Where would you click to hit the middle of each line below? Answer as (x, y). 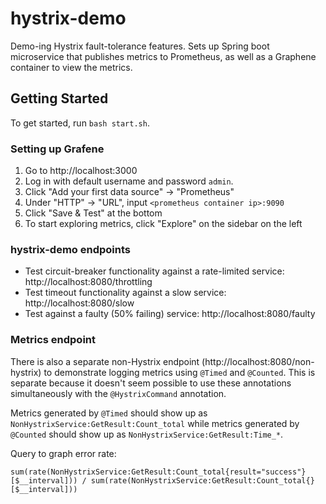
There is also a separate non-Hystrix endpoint (105, 361)
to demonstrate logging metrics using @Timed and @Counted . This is (179, 372)
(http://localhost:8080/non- (258, 361)
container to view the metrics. (71, 67)
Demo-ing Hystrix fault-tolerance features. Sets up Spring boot (140, 46)
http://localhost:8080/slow (79, 303)
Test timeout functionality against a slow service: (125, 293)
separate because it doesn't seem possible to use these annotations (151, 383)
